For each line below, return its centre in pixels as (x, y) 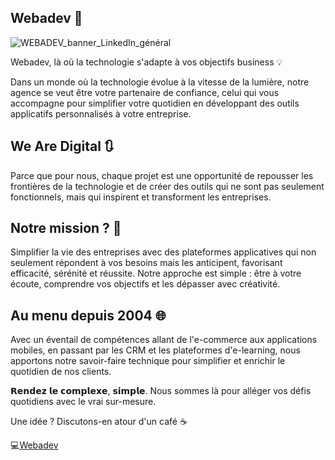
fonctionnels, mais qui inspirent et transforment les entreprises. (141, 197)
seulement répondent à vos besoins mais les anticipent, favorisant (146, 263)
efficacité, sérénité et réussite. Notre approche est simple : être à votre (156, 273)
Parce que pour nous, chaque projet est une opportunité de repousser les (162, 175)
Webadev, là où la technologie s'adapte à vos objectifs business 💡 (146, 62)
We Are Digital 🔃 (62, 146)
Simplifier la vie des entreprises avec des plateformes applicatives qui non (163, 252)
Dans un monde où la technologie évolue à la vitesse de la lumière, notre (160, 82)
